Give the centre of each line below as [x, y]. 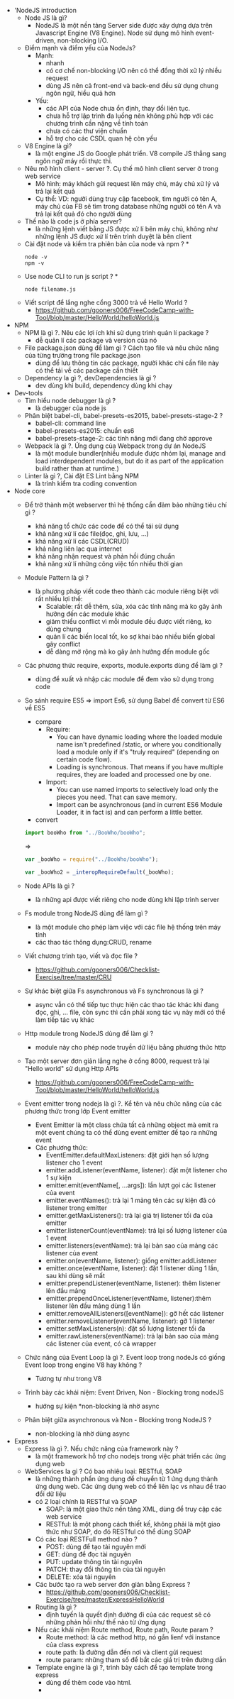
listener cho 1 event [74, 1162]
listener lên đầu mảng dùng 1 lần [93, 1306]
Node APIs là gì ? [50, 886]
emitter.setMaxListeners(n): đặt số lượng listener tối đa [126, 1328]
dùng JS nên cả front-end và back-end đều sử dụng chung [132, 86]
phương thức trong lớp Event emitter [78, 1111]
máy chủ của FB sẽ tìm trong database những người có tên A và [128, 206]
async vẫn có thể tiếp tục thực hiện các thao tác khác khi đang [127, 1004]
